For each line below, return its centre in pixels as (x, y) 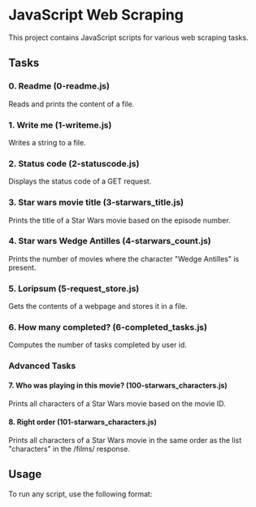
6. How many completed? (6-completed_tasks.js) (108, 327)
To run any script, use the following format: (80, 494)
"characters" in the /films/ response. (69, 448)
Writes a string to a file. (48, 142)
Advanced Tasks (42, 366)
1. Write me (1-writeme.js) (60, 125)
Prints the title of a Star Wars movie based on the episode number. (119, 220)
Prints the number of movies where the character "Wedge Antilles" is (124, 258)
